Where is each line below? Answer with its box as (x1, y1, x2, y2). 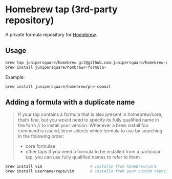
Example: (5, 74, 25, 80)
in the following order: (17, 133, 64, 140)
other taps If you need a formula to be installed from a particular (25, 149, 161, 155)
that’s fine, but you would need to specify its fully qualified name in (17, 117, 159, 123)
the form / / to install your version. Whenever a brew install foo (17, 122, 148, 129)
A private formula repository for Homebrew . (5, 31, 97, 37)
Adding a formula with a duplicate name (5, 97, 135, 106)
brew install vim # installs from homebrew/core (5, 164, 157, 169)
